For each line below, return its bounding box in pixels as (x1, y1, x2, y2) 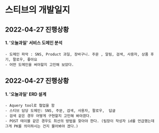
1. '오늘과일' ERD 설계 (5, 91, 46, 97)
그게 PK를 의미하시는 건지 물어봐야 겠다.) (5, 124, 79, 129)
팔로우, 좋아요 (13, 57, 38, 62)
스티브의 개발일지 (5, 4, 70, 16)
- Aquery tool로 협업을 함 (5, 103, 55, 108)
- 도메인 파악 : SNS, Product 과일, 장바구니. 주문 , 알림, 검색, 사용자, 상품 (5, 52, 149, 57)
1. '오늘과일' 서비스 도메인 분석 (5, 40, 62, 46)
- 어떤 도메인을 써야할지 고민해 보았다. (5, 62, 74, 67)
